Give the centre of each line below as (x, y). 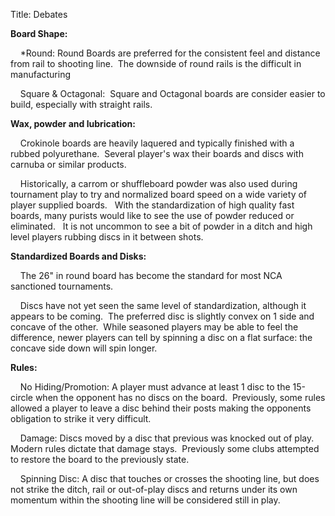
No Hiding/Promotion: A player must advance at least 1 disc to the (155, 387)
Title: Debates (39, 14)
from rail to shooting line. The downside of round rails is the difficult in (156, 63)
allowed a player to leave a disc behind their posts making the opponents (161, 408)
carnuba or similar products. (68, 164)
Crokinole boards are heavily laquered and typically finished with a (157, 143)
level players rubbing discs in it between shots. (107, 237)
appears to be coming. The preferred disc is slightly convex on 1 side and (162, 316)
